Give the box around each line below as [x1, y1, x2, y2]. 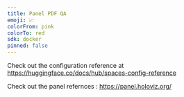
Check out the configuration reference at [7, 62, 124, 69]
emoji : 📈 [7, 17, 35, 24]
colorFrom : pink [7, 23, 54, 30]
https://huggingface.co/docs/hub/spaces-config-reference [7, 69, 177, 77]
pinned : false [7, 42, 49, 49]
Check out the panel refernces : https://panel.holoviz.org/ [7, 82, 172, 90]
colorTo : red [7, 29, 45, 37]
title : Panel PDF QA [7, 10, 67, 17]
